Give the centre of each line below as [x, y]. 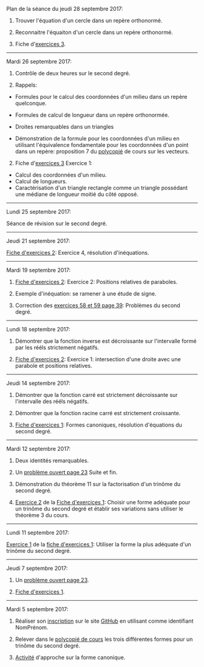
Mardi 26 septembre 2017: [39, 61]
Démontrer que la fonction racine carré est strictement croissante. [98, 413]
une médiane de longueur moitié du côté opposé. [76, 194]
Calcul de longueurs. [41, 181]
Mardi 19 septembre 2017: [39, 270]
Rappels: [26, 85]
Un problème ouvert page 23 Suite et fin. [66, 472]
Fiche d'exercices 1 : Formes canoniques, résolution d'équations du [98, 425]
